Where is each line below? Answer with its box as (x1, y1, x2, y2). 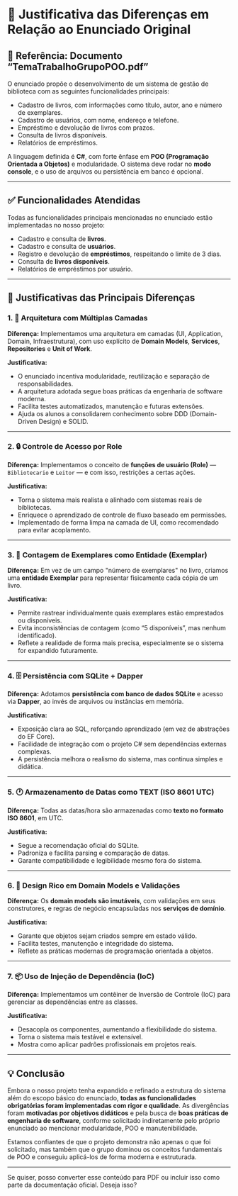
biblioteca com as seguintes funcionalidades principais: (7, 87, 170, 95)
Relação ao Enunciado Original (7, 21, 191, 38)
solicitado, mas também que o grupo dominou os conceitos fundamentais (7, 1145, 222, 1154)
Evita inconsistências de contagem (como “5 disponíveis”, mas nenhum (17, 624, 227, 632)
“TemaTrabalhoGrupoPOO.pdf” (7, 60, 149, 73)
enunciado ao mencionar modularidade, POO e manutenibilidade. (7, 1124, 198, 1133)
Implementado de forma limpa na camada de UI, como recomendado (17, 518, 220, 527)
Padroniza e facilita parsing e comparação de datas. (17, 849, 170, 857)
